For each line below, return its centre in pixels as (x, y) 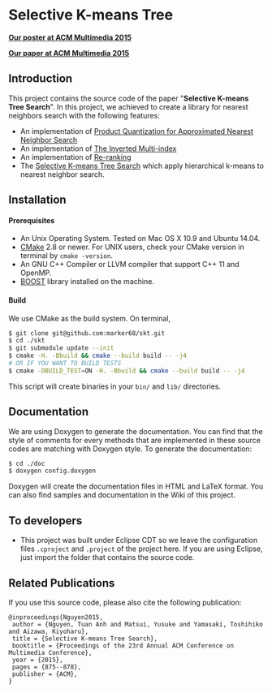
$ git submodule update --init (61, 348)
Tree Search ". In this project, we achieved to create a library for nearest (129, 106)
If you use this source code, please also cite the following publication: (125, 602)
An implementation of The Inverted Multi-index (98, 148)
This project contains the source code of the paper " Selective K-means (129, 98)
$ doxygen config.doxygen (52, 471)
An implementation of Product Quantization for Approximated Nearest (137, 131)
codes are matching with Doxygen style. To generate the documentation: (130, 449)
